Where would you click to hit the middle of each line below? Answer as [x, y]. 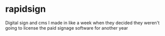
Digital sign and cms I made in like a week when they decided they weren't [82, 23]
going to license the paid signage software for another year [67, 28]
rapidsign [26, 9]
